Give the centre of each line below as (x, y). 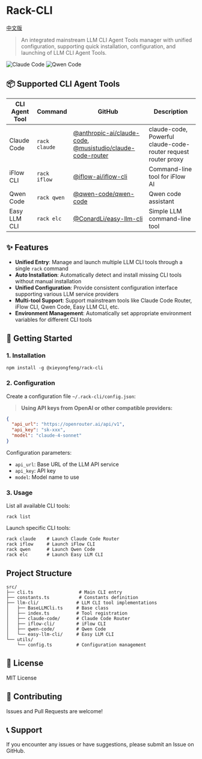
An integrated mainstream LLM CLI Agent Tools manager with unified (106, 40)
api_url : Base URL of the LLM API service (67, 464)
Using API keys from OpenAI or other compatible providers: (97, 408)
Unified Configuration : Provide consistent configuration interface (96, 287)
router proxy (166, 159)
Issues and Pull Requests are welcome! (55, 711)
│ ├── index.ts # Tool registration (67, 613)
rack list (19, 517)
